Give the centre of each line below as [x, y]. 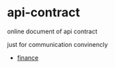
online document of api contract [52, 31]
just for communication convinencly [57, 44]
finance [28, 57]
